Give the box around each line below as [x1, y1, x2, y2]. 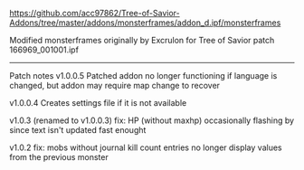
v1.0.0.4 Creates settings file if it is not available [9, 98, 187, 108]
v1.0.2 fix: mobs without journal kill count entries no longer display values [9, 142, 282, 153]
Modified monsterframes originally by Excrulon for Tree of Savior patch [9, 35, 275, 45]
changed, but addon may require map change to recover [9, 80, 220, 90]
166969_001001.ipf [9, 44, 80, 55]
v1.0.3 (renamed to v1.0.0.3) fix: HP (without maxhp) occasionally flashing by [9, 115, 295, 126]
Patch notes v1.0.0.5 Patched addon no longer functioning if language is [9, 71, 278, 80]
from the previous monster [9, 152, 109, 162]
